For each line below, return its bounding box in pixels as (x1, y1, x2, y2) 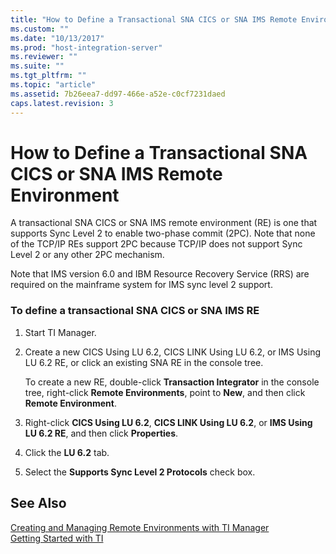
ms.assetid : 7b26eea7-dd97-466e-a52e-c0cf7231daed (10, 89, 226, 99)
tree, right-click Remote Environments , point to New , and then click (24, 386, 306, 398)
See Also (10, 495, 67, 512)
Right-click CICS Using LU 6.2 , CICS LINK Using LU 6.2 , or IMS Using (24, 416, 313, 428)
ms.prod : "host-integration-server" (10, 42, 163, 53)
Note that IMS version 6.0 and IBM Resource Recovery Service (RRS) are (10, 268, 310, 280)
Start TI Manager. (24, 326, 97, 338)
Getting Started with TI (10, 532, 104, 544)
